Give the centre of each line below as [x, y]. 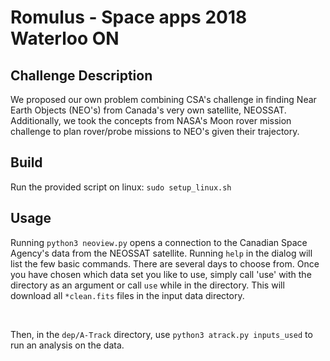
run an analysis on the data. [67, 345]
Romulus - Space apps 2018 [129, 17]
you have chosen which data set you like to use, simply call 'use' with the [161, 274]
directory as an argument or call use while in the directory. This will [147, 285]
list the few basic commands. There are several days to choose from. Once [165, 263]
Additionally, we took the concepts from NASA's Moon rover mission [151, 120]
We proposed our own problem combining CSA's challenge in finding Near [163, 99]
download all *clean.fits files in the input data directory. [127, 295]
